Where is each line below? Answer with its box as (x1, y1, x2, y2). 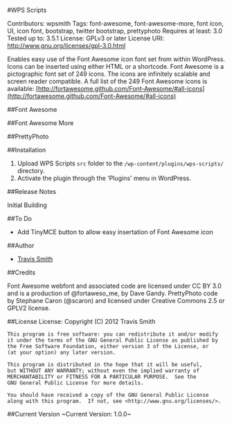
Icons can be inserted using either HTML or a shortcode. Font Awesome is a (7, 63, 224, 70)
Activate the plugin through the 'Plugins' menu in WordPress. (17, 174, 192, 182)
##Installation (7, 146, 46, 154)
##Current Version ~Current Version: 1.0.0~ (7, 410, 132, 418)
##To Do (7, 215, 33, 222)
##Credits (7, 268, 36, 277)
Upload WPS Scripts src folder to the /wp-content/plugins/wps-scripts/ (17, 159, 224, 168)
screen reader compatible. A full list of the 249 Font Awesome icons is (7, 77, 208, 85)
